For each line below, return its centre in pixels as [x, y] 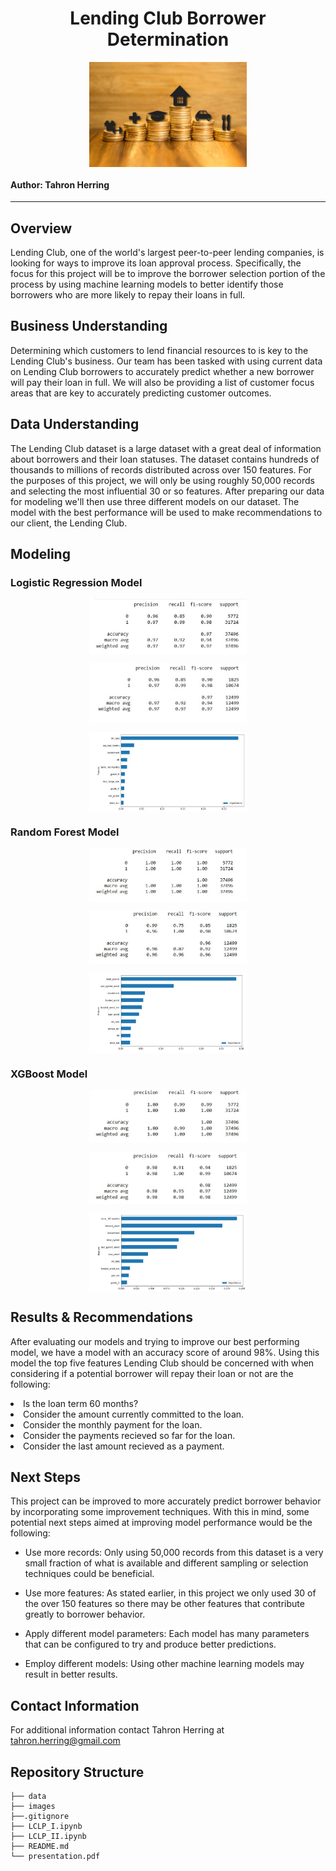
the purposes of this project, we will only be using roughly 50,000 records [162, 480]
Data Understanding [75, 424]
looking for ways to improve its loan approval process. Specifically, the [156, 263]
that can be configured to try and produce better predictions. [150, 1644]
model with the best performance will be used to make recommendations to [166, 512]
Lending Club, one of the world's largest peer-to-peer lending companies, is [167, 252]
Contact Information [75, 1705]
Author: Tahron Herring [60, 184]
